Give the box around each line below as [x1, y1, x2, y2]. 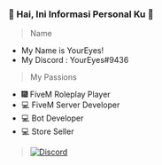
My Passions [29, 72, 77, 82]
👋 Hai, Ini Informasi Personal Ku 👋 [8, 8, 154, 20]
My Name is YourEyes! [20, 45, 104, 56]
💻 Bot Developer [20, 113, 84, 123]
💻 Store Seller [20, 126, 74, 137]
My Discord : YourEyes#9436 [20, 55, 129, 66]
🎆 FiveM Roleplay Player [20, 89, 112, 100]
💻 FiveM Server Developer [20, 99, 120, 110]
